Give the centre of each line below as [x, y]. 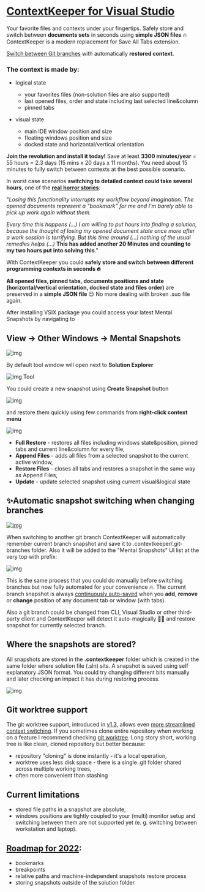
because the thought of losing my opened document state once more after [101, 231]
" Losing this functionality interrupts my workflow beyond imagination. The [100, 200]
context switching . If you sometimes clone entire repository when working [100, 731]
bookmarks [29, 863]
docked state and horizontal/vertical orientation [84, 145]
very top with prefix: [32, 556]
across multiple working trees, [53, 769]
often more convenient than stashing [61, 776]
